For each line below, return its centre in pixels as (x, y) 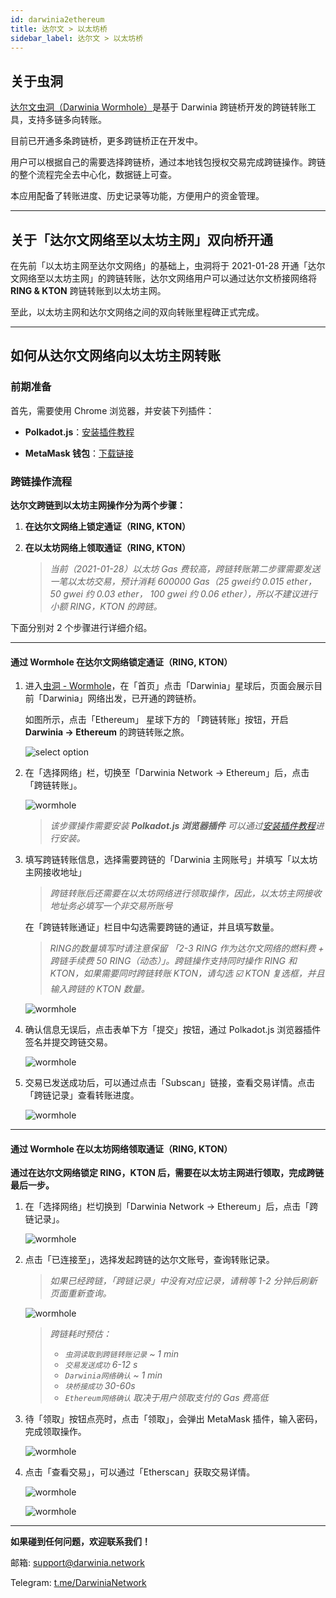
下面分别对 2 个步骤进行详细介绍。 (81, 627)
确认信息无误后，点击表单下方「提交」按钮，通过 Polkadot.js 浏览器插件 (173, 1030)
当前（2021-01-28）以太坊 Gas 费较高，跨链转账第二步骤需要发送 (185, 568)
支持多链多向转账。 (67, 120)
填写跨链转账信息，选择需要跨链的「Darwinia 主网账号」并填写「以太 (167, 860)
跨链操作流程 (41, 481)
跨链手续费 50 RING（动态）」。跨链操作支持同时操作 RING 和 (173, 961)
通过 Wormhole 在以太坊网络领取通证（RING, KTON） (121, 1148)
